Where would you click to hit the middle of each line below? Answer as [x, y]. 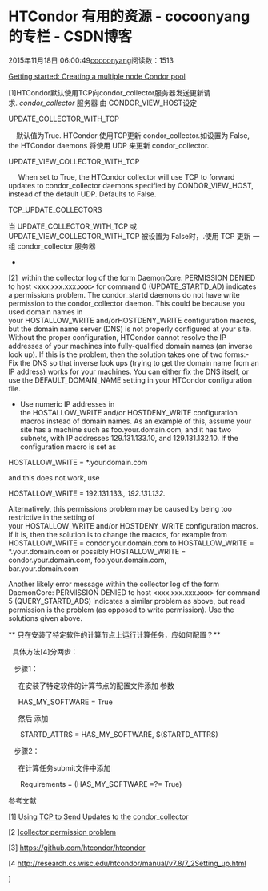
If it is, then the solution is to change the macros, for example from [118, 534]
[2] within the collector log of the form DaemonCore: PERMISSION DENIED [132, 277]
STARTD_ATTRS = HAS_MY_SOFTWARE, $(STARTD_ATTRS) [119, 734]
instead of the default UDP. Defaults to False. [82, 194]
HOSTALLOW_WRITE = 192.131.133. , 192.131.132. [87, 493]
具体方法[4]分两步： [45, 651]
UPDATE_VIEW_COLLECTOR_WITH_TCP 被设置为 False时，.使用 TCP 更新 [130, 236]
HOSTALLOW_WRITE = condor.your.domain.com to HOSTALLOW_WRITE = [131, 543]
